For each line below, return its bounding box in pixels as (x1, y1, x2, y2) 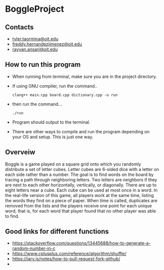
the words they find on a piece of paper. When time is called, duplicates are (5, 197, 158, 203)
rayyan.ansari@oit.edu (12, 47, 58, 52)
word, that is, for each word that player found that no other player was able (5, 208, 156, 214)
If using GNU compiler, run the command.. (12, 83, 97, 89)
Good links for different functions (5, 227, 109, 236)
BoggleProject (5, 3, 65, 15)
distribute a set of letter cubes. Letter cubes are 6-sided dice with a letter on (5, 166, 159, 172)
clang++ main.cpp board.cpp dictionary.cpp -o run (12, 92, 118, 98)
